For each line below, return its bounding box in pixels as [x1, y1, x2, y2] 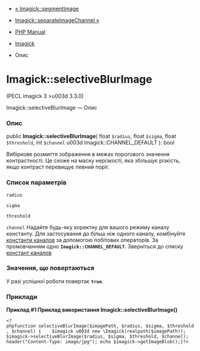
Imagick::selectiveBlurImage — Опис [6, 104, 98, 111]
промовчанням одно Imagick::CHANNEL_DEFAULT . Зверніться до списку [6, 242, 184, 250]
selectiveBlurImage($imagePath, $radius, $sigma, [38, 323, 165, 329]
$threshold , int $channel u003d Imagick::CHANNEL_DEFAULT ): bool [6, 139, 175, 146]
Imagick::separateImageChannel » [14, 17, 100, 23]
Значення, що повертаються [6, 264, 95, 272]
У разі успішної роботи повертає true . [6, 277, 104, 284]
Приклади [6, 292, 38, 301]
